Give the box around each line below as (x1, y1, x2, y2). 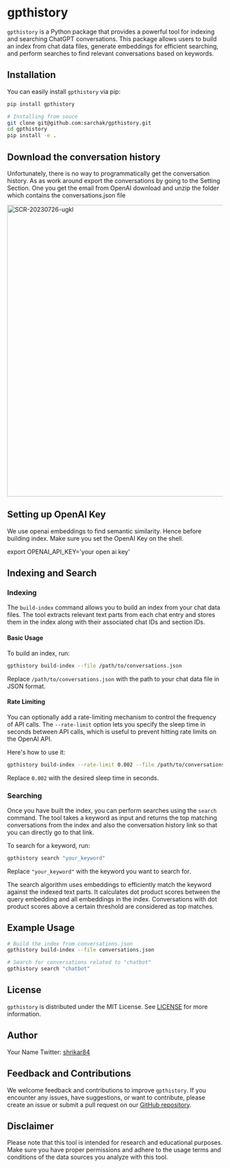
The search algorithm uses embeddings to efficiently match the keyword (7, 880, 212, 888)
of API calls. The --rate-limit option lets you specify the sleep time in (7, 720, 206, 728)
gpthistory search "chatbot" (7, 965, 90, 973)
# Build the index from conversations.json (7, 940, 133, 947)
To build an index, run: (7, 649, 71, 657)
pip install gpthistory (7, 101, 75, 108)
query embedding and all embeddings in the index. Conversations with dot (7, 895, 218, 903)
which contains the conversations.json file (7, 191, 126, 199)
